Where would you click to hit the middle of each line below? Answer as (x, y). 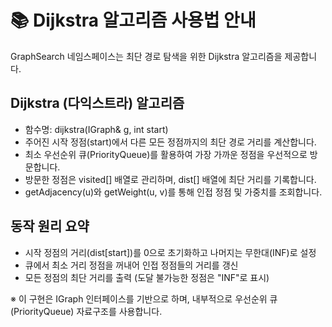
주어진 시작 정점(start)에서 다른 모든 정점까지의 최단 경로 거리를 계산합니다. (170, 142)
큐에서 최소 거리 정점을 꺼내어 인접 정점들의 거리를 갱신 (131, 265)
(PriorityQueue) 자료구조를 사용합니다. (86, 311)
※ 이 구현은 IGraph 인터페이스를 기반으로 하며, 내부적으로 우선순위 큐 (144, 298)
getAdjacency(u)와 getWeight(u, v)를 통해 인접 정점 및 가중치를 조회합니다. (173, 192)
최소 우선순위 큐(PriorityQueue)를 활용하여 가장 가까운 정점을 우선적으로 (166, 154)
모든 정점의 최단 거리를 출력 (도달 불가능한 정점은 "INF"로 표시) (147, 277)
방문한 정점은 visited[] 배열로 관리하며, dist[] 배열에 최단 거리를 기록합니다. (170, 179)
